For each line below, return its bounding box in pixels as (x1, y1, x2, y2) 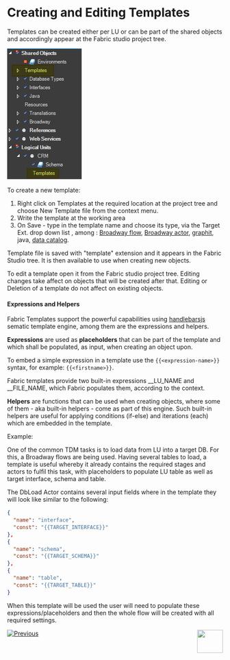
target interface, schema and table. (7, 475, 106, 483)
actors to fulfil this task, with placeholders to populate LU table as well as (7, 467, 214, 476)
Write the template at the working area (16, 214, 126, 222)
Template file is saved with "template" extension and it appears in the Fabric (7, 249, 222, 257)
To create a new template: (7, 186, 81, 194)
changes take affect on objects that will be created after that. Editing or (7, 276, 207, 285)
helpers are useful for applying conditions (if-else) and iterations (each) (7, 412, 209, 420)
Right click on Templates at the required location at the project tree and (16, 199, 218, 207)
